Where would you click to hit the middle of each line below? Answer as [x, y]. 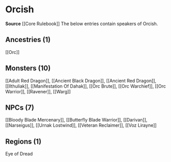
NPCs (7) [20, 107]
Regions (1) [23, 141]
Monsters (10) [28, 68]
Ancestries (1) [28, 40]
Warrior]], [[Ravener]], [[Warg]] [38, 91]
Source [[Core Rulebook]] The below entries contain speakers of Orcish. [82, 24]
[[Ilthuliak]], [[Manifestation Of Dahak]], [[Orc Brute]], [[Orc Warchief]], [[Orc [86, 86]
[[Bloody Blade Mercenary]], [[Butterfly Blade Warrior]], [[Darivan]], [76, 120]
